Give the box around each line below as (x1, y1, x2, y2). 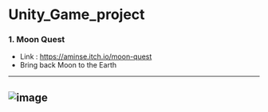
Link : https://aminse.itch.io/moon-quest (19, 52, 152, 61)
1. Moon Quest (8, 34, 65, 45)
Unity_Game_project (8, 6, 145, 24)
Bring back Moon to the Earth (19, 60, 117, 70)
